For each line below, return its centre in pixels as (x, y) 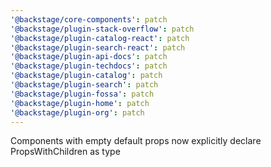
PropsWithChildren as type (65, 152)
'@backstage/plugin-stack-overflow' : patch (102, 29)
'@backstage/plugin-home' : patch (80, 103)
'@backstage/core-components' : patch (89, 19)
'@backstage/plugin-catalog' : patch (86, 76)
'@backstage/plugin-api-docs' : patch (89, 57)
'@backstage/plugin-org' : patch (77, 112)
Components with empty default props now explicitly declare (136, 141)
